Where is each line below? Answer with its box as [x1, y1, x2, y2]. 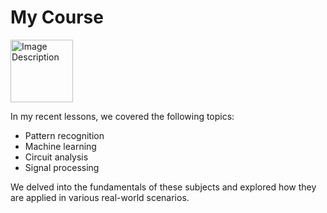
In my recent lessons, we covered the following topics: [10, 110, 235, 122]
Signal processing [24, 161, 100, 173]
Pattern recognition [24, 129, 105, 141]
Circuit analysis [24, 151, 89, 163]
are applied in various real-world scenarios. [10, 191, 190, 203]
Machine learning [24, 140, 97, 152]
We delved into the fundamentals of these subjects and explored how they [10, 181, 317, 193]
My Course [10, 6, 104, 29]
